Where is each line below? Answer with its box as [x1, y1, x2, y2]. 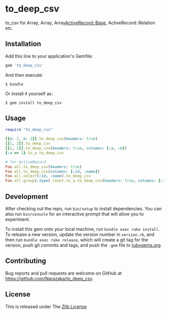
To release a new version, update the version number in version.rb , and [5, 231, 155, 237]
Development [5, 192, 49, 201]
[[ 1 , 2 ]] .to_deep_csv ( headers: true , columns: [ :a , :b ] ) [5, 146, 127, 151]
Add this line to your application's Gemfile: [5, 53, 93, 59]
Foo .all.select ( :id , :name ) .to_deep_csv [5, 173, 92, 179]
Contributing [5, 257, 46, 265]
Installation [5, 40, 41, 48]
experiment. [5, 216, 30, 222]
